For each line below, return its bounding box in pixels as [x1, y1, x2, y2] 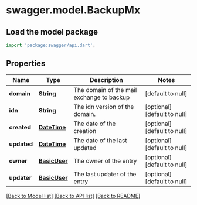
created [9, 123, 31, 131]
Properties [6, 59, 46, 69]
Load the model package [6, 27, 98, 37]
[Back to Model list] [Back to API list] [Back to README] [6, 192, 141, 199]
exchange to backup [73, 93, 130, 101]
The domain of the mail [73, 86, 137, 94]
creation [73, 127, 97, 135]
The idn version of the [73, 102, 134, 111]
